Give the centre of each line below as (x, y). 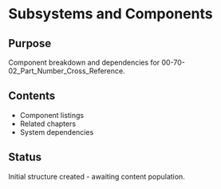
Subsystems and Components (110, 14)
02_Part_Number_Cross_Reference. (67, 71)
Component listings (52, 115)
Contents (32, 96)
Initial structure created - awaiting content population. (97, 176)
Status (25, 157)
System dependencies (57, 132)
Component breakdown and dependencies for (84, 62)
